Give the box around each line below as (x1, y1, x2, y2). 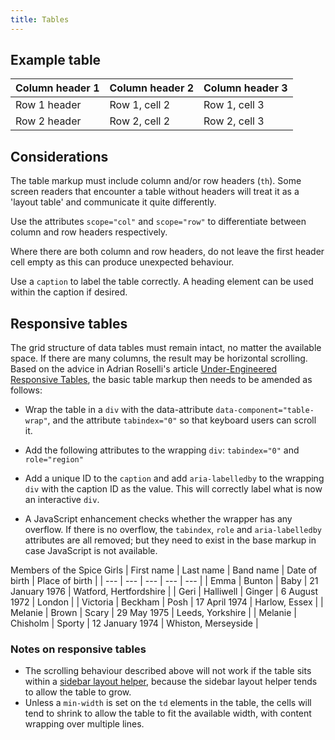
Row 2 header (15, 114, 82, 128)
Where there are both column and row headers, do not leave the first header (10, 246, 325, 258)
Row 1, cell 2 (109, 98, 171, 112)
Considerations (10, 148, 109, 165)
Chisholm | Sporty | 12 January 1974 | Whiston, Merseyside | (10, 617, 259, 630)
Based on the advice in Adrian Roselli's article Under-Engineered (10, 363, 278, 375)
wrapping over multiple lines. (24, 718, 145, 730)
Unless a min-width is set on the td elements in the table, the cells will (24, 697, 312, 709)
